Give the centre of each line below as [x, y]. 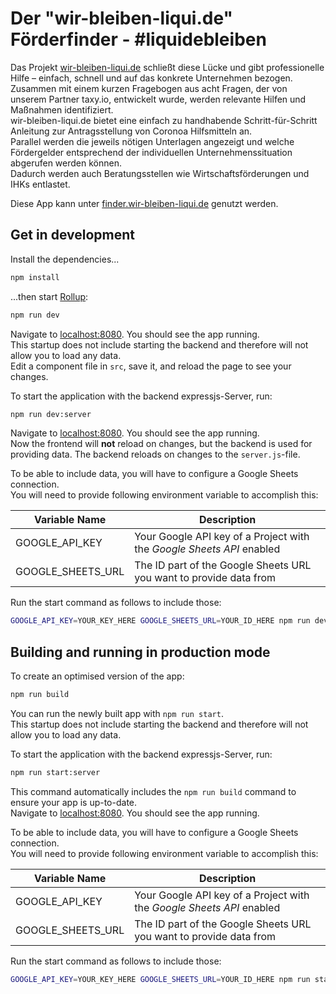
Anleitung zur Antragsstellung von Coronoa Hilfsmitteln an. [131, 131]
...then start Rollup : [49, 296]
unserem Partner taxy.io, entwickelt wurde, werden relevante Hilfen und [158, 99]
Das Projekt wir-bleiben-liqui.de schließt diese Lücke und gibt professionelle [167, 67]
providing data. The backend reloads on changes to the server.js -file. [155, 454]
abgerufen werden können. [66, 163]
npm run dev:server [51, 414]
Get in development [73, 235]
